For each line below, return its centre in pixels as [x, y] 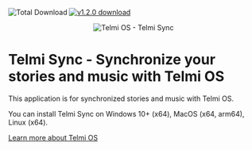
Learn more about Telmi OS [53, 137]
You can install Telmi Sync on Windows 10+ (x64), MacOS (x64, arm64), [126, 113]
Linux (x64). [28, 122]
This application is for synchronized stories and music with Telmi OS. [121, 98]
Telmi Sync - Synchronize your [112, 60]
